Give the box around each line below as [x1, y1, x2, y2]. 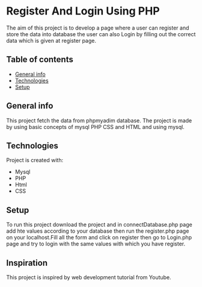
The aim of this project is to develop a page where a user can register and [6, 24, 189, 31]
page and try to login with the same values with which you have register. [6, 240, 185, 248]
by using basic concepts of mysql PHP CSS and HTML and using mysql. [6, 123, 185, 130]
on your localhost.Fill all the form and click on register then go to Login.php [6, 234, 192, 241]
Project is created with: [6, 157, 64, 164]
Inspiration [6, 257, 48, 268]
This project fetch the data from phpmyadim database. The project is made [6, 116, 192, 124]
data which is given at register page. [6, 37, 96, 44]
